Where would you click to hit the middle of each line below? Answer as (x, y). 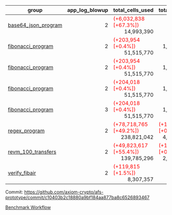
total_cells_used (133, 10)
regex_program (26, 131)
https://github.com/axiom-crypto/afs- (64, 192)
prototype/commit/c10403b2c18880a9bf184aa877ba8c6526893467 (78, 197)
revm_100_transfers (32, 152)
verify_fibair (22, 173)
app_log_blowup (88, 10)
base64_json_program (35, 25)
